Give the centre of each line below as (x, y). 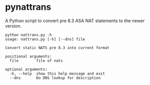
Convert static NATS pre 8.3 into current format (57, 48)
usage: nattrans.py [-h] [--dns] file (45, 39)
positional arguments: (28, 56)
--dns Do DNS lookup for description (55, 78)
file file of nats (36, 60)
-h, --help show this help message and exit (57, 73)
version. (13, 26)
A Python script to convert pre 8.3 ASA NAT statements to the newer (75, 21)
